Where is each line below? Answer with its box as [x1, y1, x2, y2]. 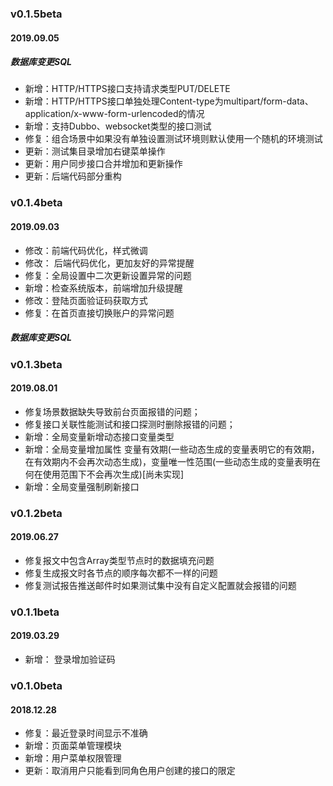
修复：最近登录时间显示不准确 [24, 727, 148, 739]
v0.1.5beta [10, 7, 63, 21]
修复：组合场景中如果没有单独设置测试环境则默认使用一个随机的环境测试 [24, 133, 323, 145]
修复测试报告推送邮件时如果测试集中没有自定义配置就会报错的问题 [24, 579, 297, 591]
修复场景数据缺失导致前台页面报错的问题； [24, 405, 201, 417]
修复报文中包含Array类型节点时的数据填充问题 [24, 554, 215, 566]
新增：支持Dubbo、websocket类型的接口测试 [24, 120, 212, 132]
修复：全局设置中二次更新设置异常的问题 [24, 269, 192, 281]
